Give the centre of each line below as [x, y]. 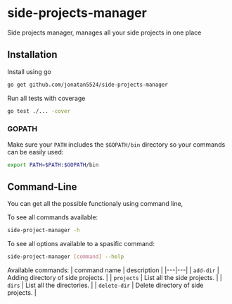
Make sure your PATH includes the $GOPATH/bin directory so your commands [116, 144]
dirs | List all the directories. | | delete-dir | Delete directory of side [105, 285]
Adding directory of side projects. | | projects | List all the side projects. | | [115, 278]
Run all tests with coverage [46, 98]
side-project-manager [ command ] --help [66, 257]
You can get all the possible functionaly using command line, [95, 204]
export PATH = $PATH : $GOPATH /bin [53, 165]
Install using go [29, 71]
